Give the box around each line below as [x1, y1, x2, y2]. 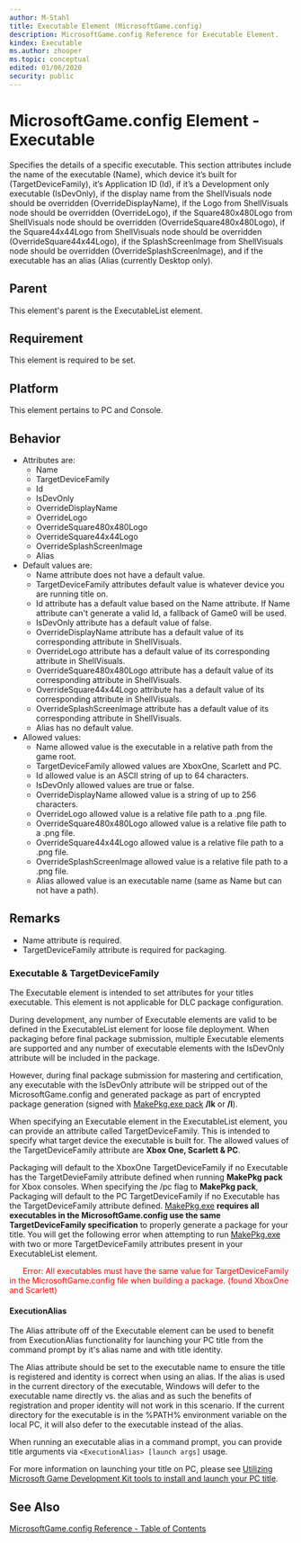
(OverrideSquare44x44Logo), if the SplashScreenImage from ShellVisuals [9, 236, 284, 247]
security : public [9, 72, 75, 81]
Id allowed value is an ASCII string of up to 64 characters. [35, 770, 249, 781]
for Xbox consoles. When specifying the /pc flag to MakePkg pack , [9, 1181, 259, 1192]
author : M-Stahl [9, 13, 70, 22]
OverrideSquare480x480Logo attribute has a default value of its [35, 665, 274, 676]
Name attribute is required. [22, 935, 122, 946]
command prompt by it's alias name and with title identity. [9, 1344, 223, 1355]
